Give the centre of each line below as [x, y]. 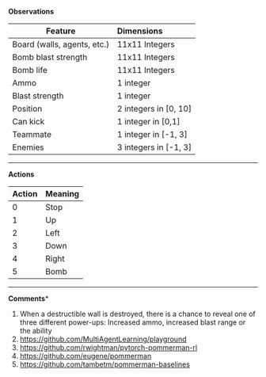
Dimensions [140, 31]
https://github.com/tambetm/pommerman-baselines [104, 364]
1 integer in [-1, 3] [152, 134]
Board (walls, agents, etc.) [61, 44]
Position [27, 109]
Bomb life [30, 70]
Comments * [28, 299]
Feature [61, 31]
